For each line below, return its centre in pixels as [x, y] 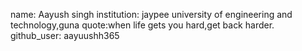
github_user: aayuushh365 [65, 35]
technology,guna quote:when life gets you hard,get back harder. [142, 25]
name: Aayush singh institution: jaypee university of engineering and [151, 14]
